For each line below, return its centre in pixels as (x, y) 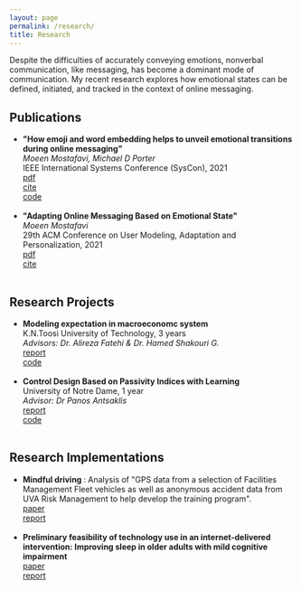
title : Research (40, 34)
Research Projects (62, 302)
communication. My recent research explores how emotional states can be (148, 80)
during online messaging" (72, 149)
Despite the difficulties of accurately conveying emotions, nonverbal (136, 61)
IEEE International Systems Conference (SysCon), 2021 (125, 168)
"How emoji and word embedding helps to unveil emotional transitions (157, 139)
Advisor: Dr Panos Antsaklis (75, 400)
